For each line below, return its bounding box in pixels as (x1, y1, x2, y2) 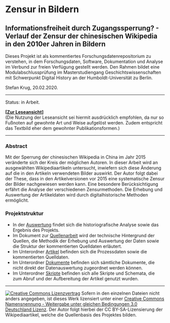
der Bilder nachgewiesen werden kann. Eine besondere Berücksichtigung (5, 181, 158, 187)
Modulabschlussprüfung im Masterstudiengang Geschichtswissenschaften (5, 70, 161, 75)
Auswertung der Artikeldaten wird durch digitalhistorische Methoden (5, 192, 148, 198)
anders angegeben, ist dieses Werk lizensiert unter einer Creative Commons (5, 296, 164, 302)
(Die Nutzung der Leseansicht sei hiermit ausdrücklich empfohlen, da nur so (5, 114, 164, 120)
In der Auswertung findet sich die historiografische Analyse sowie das (12, 221, 159, 228)
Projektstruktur (5, 210, 44, 217)
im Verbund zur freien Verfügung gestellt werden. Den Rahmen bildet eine (5, 64, 160, 70)
